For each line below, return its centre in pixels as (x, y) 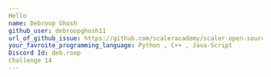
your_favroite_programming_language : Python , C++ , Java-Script (120, 46)
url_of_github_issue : (45, 38)
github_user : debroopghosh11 (57, 30)
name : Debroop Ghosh (43, 23)
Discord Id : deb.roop (45, 53)
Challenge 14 (30, 61)
